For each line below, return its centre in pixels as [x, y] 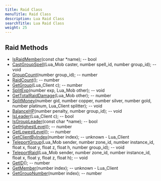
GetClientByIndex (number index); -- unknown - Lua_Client [70, 137]
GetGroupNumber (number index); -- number [57, 173]
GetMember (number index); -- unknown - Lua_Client [65, 168]
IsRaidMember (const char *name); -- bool [54, 59]
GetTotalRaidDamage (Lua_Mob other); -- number [61, 95]
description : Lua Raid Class [35, 19]
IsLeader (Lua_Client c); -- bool [43, 116]
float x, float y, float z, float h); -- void [50, 158]
